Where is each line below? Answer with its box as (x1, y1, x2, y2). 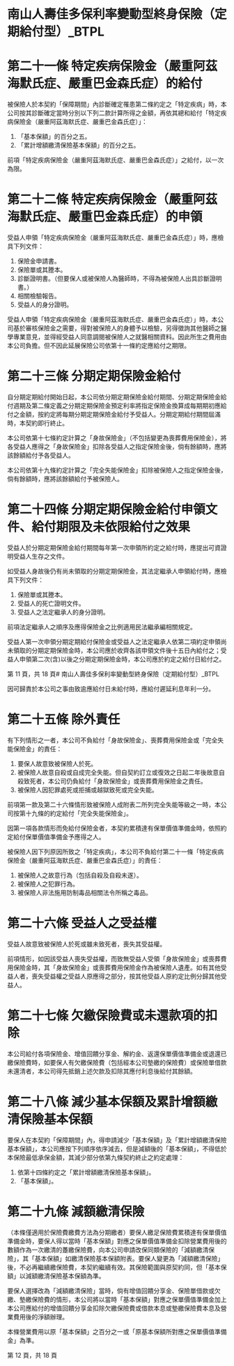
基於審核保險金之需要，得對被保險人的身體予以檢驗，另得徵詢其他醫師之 (13, 324, 221, 332)
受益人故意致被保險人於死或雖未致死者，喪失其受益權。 (7, 939, 166, 948)
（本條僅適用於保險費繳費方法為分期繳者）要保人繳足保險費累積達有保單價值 (7, 1228, 227, 1236)
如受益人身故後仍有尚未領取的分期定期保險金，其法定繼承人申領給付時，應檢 (7, 567, 227, 575)
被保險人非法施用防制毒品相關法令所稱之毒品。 (17, 888, 152, 896)
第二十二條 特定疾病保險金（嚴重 (7, 192, 194, 208)
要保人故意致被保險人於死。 (17, 759, 97, 767)
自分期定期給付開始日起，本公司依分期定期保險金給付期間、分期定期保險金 (7, 393, 221, 401)
